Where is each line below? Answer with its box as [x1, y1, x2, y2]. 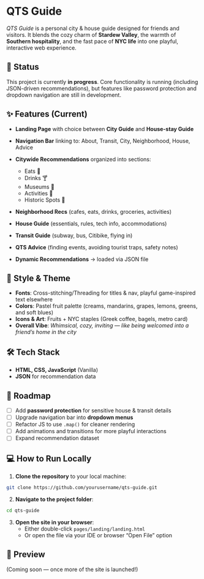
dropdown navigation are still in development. [6, 91, 121, 99]
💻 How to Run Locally [6, 453, 92, 464]
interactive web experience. [6, 44, 77, 51]
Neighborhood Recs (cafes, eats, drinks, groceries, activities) [15, 208, 172, 215]
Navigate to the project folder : [15, 496, 94, 503]
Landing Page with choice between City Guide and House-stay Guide [15, 125, 194, 132]
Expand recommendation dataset [15, 434, 99, 442]
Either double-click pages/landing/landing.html [24, 525, 145, 532]
